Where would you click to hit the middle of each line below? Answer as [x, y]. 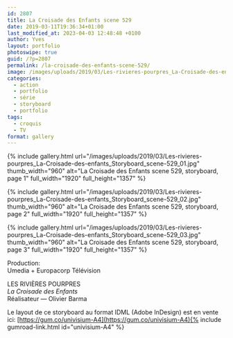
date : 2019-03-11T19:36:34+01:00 [55, 26]
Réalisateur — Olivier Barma [47, 299]
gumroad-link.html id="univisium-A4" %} [66, 327]
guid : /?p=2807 [29, 59]
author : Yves [26, 40]
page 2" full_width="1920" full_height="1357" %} [77, 214]
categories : [24, 78]
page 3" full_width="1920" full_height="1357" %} [77, 250]
